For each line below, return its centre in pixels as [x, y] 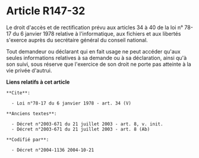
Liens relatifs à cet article [38, 82]
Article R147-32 [46, 11]
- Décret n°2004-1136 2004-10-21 [53, 150]
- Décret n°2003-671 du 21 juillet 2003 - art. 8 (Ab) [81, 129]
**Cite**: [18, 93]
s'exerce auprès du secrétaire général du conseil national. [77, 40]
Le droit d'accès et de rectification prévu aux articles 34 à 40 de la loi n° [95, 27]
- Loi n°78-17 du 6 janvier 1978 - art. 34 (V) [72, 103]
